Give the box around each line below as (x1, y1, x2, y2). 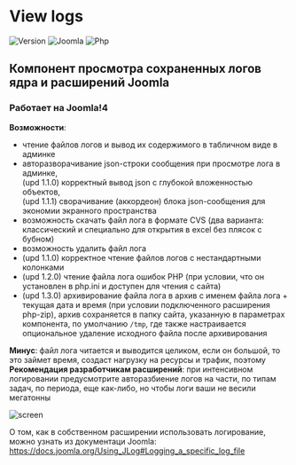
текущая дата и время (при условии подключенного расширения (21, 299, 270, 310)
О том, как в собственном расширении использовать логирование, (9, 426, 266, 437)
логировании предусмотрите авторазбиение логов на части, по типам (9, 373, 277, 383)
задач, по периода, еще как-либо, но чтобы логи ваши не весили (9, 382, 256, 393)
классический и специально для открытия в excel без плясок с (21, 224, 262, 234)
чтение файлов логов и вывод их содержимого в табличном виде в (21, 139, 277, 150)
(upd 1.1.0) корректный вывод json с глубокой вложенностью (21, 177, 253, 187)
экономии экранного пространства (21, 205, 157, 216)
